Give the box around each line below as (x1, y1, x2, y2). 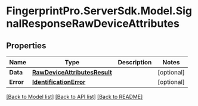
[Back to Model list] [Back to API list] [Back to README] (6, 93, 143, 100)
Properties (6, 40, 47, 51)
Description (117, 58, 152, 66)
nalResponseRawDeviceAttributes (6, 17, 180, 30)
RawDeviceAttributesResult (32, 68, 112, 76)
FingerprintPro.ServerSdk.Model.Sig (6, 4, 193, 18)
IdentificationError (32, 78, 86, 86)
